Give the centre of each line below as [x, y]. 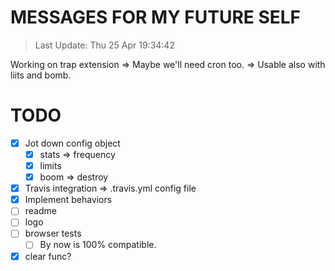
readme [40, 211]
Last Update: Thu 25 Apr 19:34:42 [104, 45]
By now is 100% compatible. [98, 245]
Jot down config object [72, 143]
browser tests [53, 233]
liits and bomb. [41, 75]
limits [50, 165]
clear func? [48, 256]
